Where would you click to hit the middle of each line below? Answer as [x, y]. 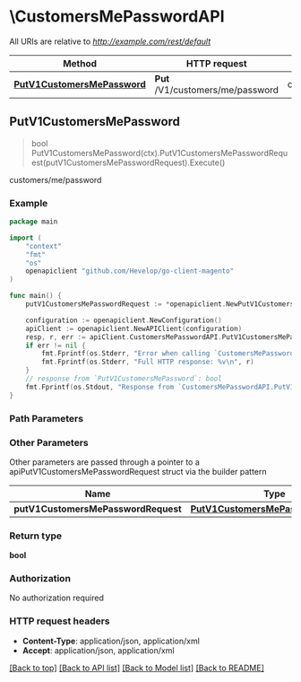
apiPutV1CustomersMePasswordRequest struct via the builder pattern [138, 471]
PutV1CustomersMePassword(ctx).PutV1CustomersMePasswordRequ [159, 153]
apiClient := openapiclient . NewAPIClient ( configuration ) [134, 328]
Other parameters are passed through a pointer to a [104, 462]
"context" [44, 246]
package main [34, 222]
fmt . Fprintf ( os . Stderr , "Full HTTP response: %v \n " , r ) [148, 362]
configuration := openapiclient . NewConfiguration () [124, 320]
